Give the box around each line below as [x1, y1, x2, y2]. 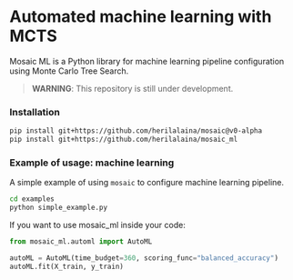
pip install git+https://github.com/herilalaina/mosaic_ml [9, 135, 238, 145]
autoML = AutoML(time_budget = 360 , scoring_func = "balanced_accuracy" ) [9, 253, 279, 263]
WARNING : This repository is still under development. [31, 83, 234, 94]
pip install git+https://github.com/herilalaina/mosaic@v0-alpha [9, 126, 262, 135]
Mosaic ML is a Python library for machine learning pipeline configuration [9, 55, 285, 66]
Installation [9, 105, 61, 118]
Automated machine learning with [9, 6, 272, 27]
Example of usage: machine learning [9, 156, 175, 169]
